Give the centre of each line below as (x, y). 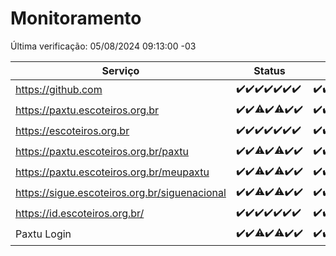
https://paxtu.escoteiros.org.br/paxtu (102, 152)
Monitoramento (76, 18)
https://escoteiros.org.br (72, 131)
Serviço (120, 70)
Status (269, 70)
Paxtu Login (43, 234)
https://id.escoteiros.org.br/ (80, 214)
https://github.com (59, 90)
